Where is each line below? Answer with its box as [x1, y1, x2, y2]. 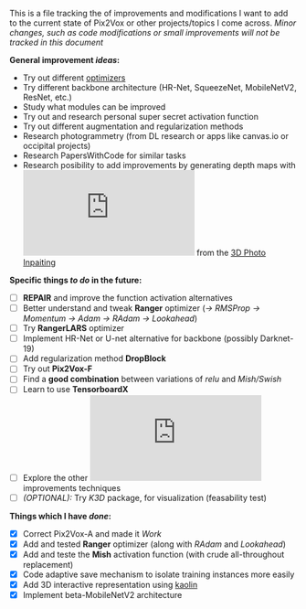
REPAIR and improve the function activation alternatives [22, 293, 233, 303]
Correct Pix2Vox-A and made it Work [22, 528, 163, 539]
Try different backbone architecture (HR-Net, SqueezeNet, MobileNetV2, [22, 82, 297, 92]
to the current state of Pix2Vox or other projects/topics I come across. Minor [9, 17, 297, 28]
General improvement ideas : [9, 55, 121, 65]
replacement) [22, 559, 74, 570]
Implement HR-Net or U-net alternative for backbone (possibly [22, 333, 259, 344]
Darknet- [259, 333, 294, 344]
